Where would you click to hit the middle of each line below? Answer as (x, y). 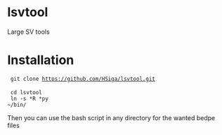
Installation (41, 60)
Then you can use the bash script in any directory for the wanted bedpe (111, 117)
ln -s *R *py (30, 98)
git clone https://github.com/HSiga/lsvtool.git (83, 79)
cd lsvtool (26, 92)
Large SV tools (29, 32)
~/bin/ (17, 105)
